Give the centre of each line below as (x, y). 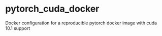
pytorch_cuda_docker (52, 9)
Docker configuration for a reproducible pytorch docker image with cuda (81, 23)
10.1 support (18, 28)
